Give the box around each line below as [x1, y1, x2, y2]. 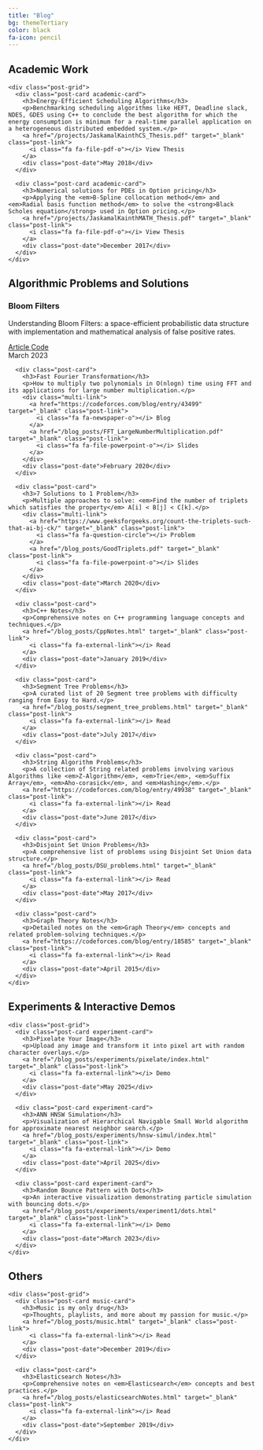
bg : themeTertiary [8, 19, 69, 27]
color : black [8, 26, 51, 34]
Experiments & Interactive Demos [8, 1001, 176, 1014]
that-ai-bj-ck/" [8, 524, 61, 532]
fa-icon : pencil [8, 33, 61, 42]
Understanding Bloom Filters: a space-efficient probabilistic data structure [8, 318, 250, 327]
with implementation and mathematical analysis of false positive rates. [8, 327, 236, 336]
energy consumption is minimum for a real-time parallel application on [8, 118, 252, 126]
